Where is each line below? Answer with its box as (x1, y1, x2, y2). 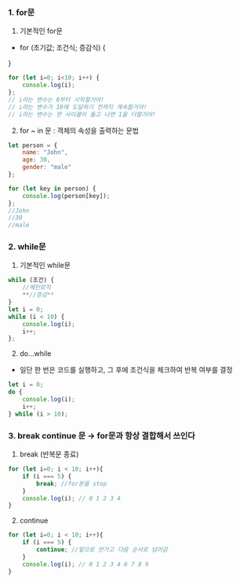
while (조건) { (8, 277, 55, 284)
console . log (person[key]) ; (22, 192, 111, 200)
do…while (19, 349, 52, 358)
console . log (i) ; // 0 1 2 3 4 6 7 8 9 (22, 560, 149, 568)
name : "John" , (22, 148, 68, 156)
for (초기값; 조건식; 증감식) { (19, 43, 106, 53)
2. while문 (8, 241, 46, 252)
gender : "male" (22, 163, 72, 171)
